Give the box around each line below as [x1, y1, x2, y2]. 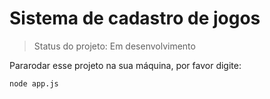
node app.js [9, 78, 59, 89]
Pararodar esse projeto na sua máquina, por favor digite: [9, 59, 242, 71]
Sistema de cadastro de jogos [9, 7, 261, 30]
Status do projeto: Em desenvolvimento [33, 40, 196, 52]
